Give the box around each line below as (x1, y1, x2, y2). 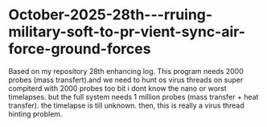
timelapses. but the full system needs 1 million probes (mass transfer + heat (8, 92, 259, 101)
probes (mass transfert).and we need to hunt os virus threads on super (8, 75, 244, 84)
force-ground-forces (8, 40, 151, 58)
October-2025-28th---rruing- (8, 6, 213, 24)
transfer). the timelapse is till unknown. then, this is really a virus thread (8, 100, 245, 110)
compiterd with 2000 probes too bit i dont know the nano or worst (8, 83, 227, 93)
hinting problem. (8, 109, 63, 118)
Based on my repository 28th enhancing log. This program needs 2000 (8, 66, 244, 76)
